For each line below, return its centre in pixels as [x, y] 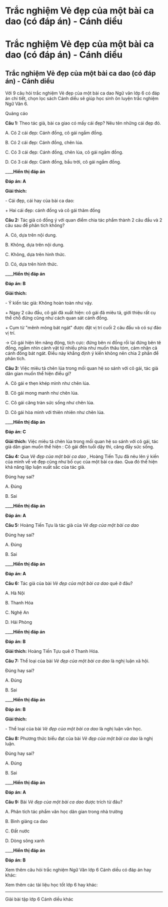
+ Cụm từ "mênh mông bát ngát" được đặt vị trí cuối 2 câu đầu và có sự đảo [83, 328]
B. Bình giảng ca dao [26, 821]
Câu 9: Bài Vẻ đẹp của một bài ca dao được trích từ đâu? [64, 802]
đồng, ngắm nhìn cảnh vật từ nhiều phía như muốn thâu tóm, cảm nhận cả [81, 348]
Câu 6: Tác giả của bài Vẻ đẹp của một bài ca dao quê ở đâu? [69, 583]
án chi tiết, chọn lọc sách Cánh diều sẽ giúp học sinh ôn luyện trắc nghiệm [82, 99]
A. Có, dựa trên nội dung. [31, 235]
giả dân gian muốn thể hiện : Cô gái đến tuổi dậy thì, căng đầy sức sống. [80, 447]
